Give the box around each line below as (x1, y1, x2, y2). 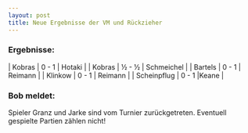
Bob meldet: (8, 90, 56, 101)
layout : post (8, 11, 51, 20)
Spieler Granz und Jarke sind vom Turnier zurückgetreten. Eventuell (8, 108, 227, 117)
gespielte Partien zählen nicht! (8, 117, 106, 126)
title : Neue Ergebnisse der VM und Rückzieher (8, 19, 163, 27)
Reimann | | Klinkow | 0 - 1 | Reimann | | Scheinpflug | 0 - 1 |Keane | (8, 70, 225, 80)
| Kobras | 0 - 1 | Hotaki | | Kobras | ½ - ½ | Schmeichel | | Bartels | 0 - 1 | (8, 62, 241, 71)
